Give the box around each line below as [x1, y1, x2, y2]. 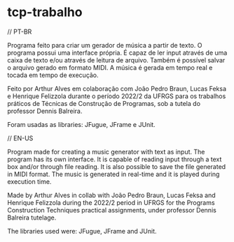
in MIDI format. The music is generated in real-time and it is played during [7, 170, 220, 178]
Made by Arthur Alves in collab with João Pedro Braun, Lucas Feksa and [7, 191, 216, 199]
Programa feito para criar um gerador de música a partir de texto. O [7, 41, 202, 49]
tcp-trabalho [7, 4, 83, 20]
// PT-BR [7, 27, 32, 36]
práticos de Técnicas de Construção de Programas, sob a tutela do [7, 99, 201, 107]
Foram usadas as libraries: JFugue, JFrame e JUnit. [7, 120, 156, 128]
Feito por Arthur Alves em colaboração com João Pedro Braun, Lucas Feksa [7, 84, 226, 93]
